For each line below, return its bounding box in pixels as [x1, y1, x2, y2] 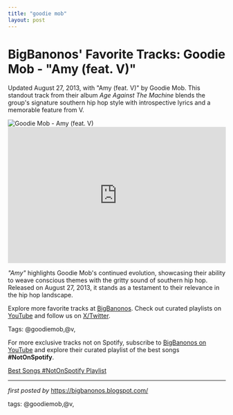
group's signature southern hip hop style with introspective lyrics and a [8, 98, 211, 107]
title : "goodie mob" [8, 10, 68, 17]
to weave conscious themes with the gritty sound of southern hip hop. [8, 276, 208, 284]
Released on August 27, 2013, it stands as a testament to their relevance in [8, 284, 220, 292]
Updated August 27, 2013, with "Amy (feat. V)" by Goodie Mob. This [8, 84, 201, 92]
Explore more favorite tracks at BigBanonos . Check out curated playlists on [8, 304, 222, 313]
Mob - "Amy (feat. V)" [8, 61, 137, 77]
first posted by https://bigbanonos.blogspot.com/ [8, 387, 149, 395]
